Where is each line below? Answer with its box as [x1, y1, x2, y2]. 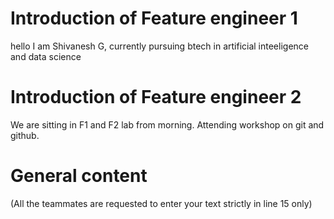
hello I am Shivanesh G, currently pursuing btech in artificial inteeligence [10, 40, 309, 52]
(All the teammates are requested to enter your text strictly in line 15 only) [10, 197, 313, 209]
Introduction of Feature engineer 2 [10, 86, 302, 109]
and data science [10, 50, 82, 62]
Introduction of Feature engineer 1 [10, 7, 298, 30]
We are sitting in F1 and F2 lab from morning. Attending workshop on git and [10, 118, 325, 131]
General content [10, 165, 148, 187]
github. [10, 129, 40, 141]
